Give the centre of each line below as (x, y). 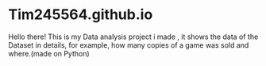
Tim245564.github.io (81, 15)
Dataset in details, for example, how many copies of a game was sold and (129, 45)
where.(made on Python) (49, 53)
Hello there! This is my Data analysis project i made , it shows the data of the (133, 37)
